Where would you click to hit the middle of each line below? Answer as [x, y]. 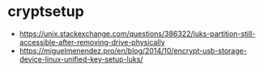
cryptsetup [46, 12]
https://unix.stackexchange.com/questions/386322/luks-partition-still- [137, 34]
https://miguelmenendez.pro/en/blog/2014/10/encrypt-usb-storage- [133, 50]
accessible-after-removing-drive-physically [92, 42]
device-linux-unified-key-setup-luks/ [81, 59]
